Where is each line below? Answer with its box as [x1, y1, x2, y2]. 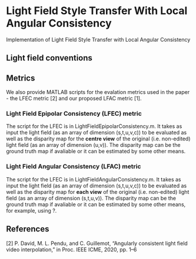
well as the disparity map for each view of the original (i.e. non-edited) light [6, 188, 190, 195]
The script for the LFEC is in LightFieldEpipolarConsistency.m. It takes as [6, 123, 182, 130]
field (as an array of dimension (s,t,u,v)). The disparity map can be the [6, 194, 177, 201]
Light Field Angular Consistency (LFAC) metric [6, 163, 141, 171]
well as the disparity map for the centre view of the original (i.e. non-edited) [6, 135, 191, 142]
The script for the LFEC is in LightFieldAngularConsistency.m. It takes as [6, 176, 181, 183]
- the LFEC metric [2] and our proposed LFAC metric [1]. [6, 95, 142, 102]
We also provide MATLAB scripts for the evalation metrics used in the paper [6, 89, 190, 96]
